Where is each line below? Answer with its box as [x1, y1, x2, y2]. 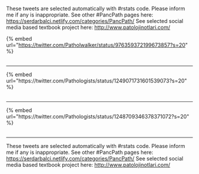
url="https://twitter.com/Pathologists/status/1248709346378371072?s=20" [6, 113, 190, 120]
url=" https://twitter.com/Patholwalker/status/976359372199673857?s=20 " [6, 41, 188, 48]
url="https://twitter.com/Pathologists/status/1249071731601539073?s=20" [6, 77, 188, 84]
